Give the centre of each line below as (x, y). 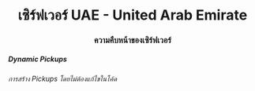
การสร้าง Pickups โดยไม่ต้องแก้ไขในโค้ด (62, 79)
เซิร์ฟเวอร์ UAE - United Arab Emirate (133, 15)
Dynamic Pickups (37, 59)
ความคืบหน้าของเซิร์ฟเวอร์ (133, 40)
